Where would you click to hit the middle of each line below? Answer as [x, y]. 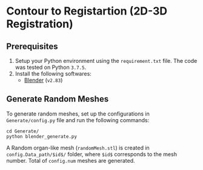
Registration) [40, 24]
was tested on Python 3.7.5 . [51, 67]
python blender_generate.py [42, 136]
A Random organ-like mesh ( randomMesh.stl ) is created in [78, 148]
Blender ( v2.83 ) [43, 80]
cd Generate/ [23, 131]
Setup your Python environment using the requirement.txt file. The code [106, 61]
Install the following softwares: [53, 74]
